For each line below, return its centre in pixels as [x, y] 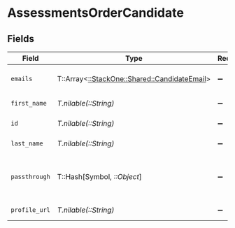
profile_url [31, 210]
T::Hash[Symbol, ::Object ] [99, 177]
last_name [27, 144]
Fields [21, 39]
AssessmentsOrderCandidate [95, 13]
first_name [29, 103]
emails [22, 79]
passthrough [31, 177]
